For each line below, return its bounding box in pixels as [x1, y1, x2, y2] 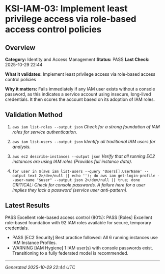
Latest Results [5, 201, 50, 210]
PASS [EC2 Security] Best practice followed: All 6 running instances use [12, 234, 158, 240]
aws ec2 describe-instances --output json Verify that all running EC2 [12, 153, 155, 159]
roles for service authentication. [12, 129, 78, 135]
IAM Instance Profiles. [12, 240, 57, 245]
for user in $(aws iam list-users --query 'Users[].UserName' [12, 169, 142, 174]
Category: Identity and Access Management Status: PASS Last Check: [5, 57, 150, 62]
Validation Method [5, 111, 63, 119]
